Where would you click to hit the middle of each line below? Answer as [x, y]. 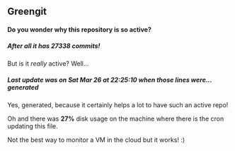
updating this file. [33, 126]
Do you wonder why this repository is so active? [80, 29]
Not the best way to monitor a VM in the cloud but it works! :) [96, 140]
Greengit [27, 12]
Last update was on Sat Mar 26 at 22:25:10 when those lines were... [110, 80]
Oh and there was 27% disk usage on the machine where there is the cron [116, 119]
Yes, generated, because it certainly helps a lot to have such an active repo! [118, 104]
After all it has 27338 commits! [54, 46]
